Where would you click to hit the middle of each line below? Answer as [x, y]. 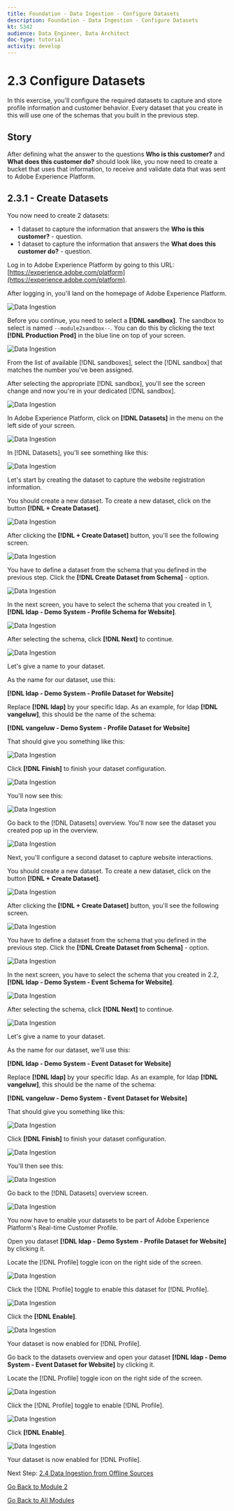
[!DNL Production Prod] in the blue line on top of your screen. [96, 335]
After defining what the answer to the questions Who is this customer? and [116, 154]
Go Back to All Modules [41, 1500]
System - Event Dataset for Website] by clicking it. [81, 1364]
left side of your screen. [42, 425]
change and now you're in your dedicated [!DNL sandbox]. [92, 391]
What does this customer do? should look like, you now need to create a [112, 161]
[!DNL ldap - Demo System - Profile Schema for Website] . [92, 612]
